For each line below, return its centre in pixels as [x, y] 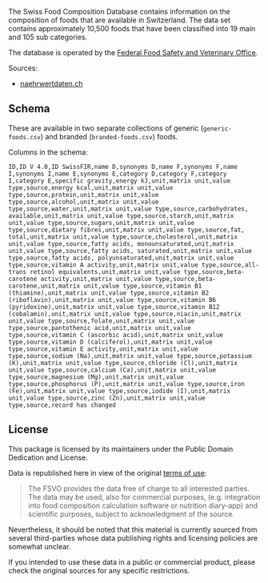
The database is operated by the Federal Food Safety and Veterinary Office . [133, 52]
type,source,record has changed [62, 405]
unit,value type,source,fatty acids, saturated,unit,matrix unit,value [130, 251]
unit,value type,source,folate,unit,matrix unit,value [102, 321]
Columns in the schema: [48, 152]
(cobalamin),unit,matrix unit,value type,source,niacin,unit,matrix [125, 314]
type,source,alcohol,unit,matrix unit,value [84, 202]
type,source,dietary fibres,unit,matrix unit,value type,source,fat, [127, 230]
